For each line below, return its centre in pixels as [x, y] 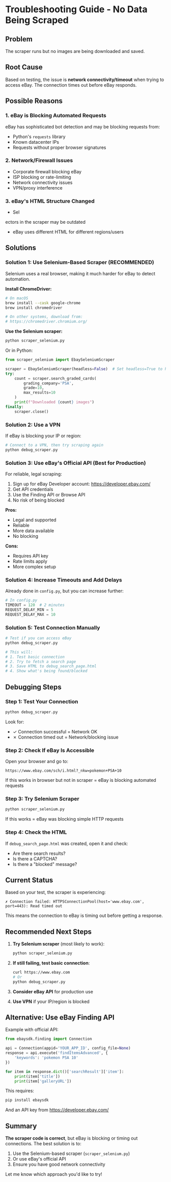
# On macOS [17, 298]
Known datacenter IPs [36, 142]
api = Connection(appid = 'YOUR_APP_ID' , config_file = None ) [68, 1048]
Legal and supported [35, 520]
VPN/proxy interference [37, 188]
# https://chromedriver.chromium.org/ [46, 322]
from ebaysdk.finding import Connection [49, 1039]
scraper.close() [32, 411]
